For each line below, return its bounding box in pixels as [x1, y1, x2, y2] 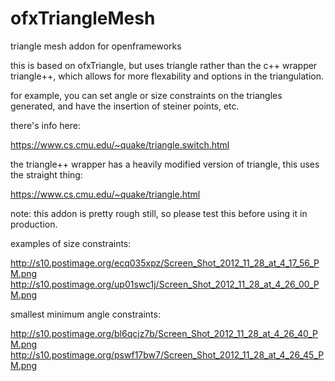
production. [10, 218, 58, 230]
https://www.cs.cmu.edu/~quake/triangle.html [10, 188, 201, 200]
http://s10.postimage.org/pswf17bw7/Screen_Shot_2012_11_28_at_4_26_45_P [10, 348, 325, 361]
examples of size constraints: [10, 237, 132, 249]
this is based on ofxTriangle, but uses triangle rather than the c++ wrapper [10, 59, 318, 71]
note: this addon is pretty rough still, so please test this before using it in [10, 207, 308, 219]
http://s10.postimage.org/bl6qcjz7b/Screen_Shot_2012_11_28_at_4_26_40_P [10, 327, 319, 339]
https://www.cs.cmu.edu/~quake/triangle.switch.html [10, 138, 230, 151]
